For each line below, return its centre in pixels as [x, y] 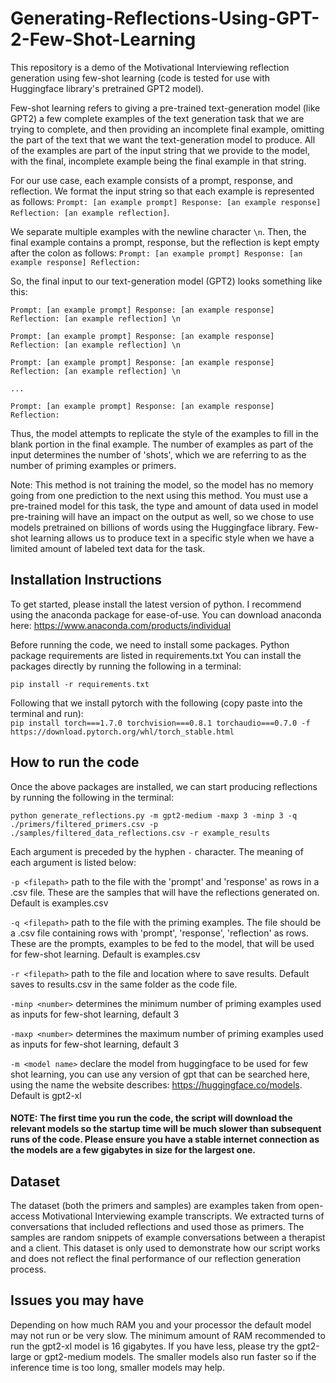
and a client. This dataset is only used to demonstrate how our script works [165, 1248]
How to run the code [75, 762]
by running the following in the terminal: [92, 797]
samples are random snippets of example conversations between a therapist [168, 1237]
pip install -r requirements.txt [80, 684]
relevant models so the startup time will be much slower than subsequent [166, 1129]
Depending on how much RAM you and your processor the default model [161, 1324]
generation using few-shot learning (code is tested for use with [140, 78]
